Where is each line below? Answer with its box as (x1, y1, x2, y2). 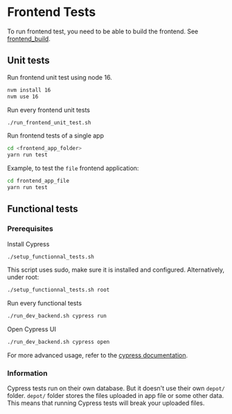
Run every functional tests (7, 299, 82, 308)
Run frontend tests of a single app (7, 131, 104, 140)
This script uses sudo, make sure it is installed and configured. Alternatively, (7, 265, 225, 274)
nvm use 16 (7, 93, 39, 100)
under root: (7, 273, 39, 281)
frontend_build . (7, 34, 51, 42)
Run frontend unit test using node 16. (7, 73, 112, 81)
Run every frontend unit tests (7, 106, 90, 114)
